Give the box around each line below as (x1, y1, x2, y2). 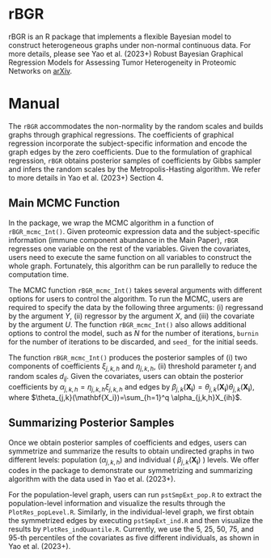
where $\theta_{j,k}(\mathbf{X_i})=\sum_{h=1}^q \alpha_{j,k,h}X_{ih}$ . (8, 393, 243, 403)
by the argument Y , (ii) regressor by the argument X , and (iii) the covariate (8, 311, 255, 321)
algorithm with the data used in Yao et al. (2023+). (8, 474, 176, 483)
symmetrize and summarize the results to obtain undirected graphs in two (8, 446, 255, 456)
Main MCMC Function (8, 196, 121, 211)
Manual (8, 95, 61, 113)
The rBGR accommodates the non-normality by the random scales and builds (8, 121, 264, 130)
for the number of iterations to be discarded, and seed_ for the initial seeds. (8, 337, 259, 347)
